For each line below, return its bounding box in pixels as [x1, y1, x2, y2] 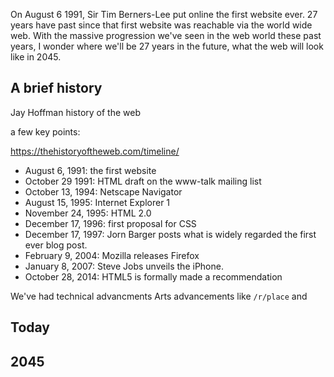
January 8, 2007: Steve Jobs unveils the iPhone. [24, 260, 224, 272]
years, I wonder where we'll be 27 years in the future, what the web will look [10, 40, 324, 52]
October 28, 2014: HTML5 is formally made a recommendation [24, 270, 283, 283]
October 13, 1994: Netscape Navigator [24, 185, 183, 198]
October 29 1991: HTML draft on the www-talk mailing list [24, 175, 262, 187]
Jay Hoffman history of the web [10, 106, 142, 118]
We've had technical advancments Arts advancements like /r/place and [10, 290, 308, 302]
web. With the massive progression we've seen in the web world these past [10, 30, 322, 41]
